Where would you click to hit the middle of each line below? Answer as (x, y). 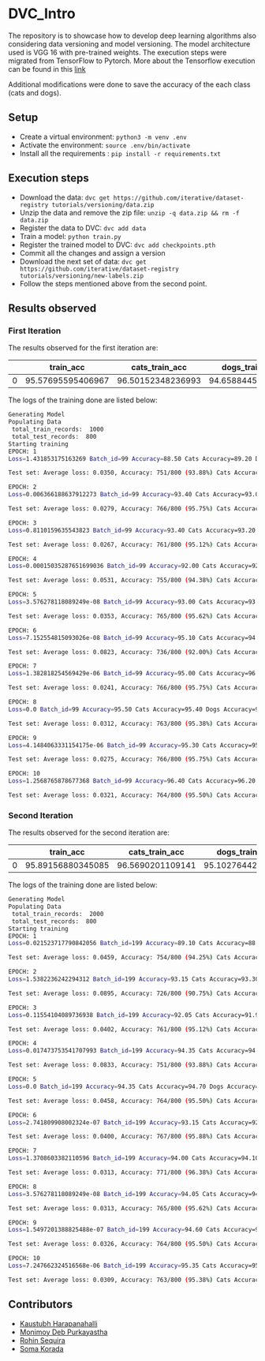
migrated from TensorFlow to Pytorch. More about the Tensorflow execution (132, 61)
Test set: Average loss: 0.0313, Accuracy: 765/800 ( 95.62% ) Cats (119, 1208)
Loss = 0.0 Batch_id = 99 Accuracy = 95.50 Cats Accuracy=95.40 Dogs (114, 709)
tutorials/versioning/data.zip (103, 205)
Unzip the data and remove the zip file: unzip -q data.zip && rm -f (129, 212)
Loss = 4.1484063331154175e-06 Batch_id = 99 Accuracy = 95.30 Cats (112, 745)
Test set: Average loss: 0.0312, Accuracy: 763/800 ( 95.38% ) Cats (119, 723)
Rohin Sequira (42, 1340)
